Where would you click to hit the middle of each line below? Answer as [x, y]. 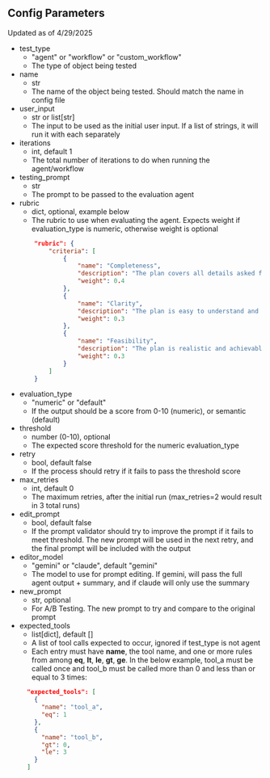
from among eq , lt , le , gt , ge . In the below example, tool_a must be [142, 660]
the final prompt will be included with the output [111, 549]
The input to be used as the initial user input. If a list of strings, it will [145, 125]
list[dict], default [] [62, 634]
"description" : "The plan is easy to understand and [168, 311]
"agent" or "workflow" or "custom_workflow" [107, 57]
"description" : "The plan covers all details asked [166, 274]
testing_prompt [44, 177]
